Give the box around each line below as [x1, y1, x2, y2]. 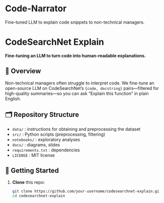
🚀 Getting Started [5, 166, 59, 174]
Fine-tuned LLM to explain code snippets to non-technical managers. [5, 19, 145, 25]
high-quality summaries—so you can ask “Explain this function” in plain [5, 90, 149, 96]
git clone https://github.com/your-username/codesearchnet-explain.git [12, 189, 162, 194]
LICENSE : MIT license [12, 152, 55, 158]
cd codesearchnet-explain [12, 194, 65, 199]
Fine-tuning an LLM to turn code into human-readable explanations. [5, 53, 146, 58]
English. [5, 95, 21, 101]
